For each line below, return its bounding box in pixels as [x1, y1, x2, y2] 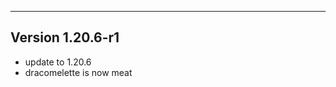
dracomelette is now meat [24, 66, 133, 78]
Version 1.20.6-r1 [10, 29, 120, 46]
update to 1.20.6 [24, 56, 92, 68]
